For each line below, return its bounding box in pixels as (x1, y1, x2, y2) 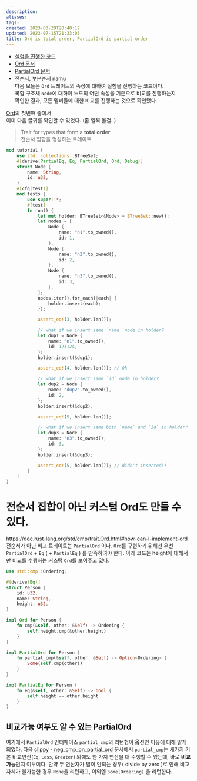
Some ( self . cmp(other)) (27, 660, 83, 667)
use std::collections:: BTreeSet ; (16, 152, 99, 159)
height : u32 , (16, 601, 49, 607)
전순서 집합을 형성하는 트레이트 (20, 136, 92, 142)
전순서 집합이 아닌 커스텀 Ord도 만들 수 (6, 501, 182, 514)
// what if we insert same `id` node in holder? (37, 376, 159, 382)
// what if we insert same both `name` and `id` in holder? (37, 424, 188, 430)
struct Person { (6, 584, 46, 590)
